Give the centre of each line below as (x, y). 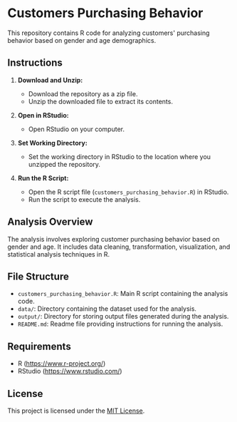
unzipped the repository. (64, 164)
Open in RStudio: (43, 115)
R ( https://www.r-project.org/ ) (62, 364)
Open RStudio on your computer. (77, 129)
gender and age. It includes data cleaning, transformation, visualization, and (119, 247)
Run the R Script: (43, 178)
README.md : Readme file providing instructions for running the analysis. (120, 324)
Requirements (39, 346)
